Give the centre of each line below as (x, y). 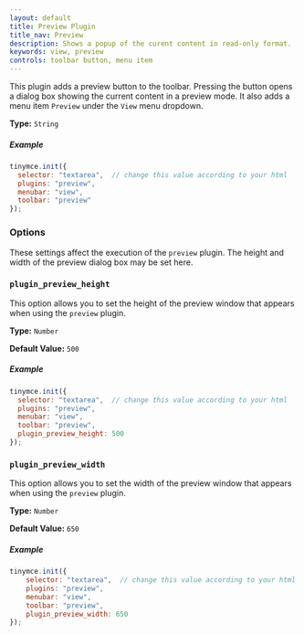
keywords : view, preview (57, 52)
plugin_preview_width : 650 (77, 614)
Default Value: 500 (44, 348)
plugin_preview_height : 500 (71, 434)
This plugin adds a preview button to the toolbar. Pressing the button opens (151, 86)
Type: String (34, 123)
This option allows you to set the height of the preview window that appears (152, 303)
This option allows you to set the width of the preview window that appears (151, 483)
